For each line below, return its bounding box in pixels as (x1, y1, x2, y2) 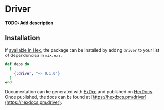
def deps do (5, 61, 29, 67)
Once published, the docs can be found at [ (5, 94, 93, 100)
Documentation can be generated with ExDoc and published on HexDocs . (5, 89, 154, 95)
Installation (5, 34, 40, 42)
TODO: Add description (5, 20, 54, 26)
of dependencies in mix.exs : (5, 52, 62, 58)
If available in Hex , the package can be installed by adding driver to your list (5, 47, 160, 53)
